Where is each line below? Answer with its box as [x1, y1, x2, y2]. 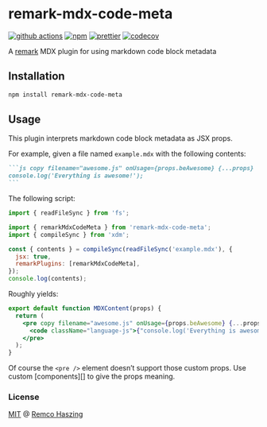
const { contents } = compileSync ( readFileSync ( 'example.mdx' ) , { [8, 245, 233, 253]
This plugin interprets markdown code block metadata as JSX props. [8, 134, 233, 143]
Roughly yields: [8, 289, 59, 299]
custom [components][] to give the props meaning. [8, 371, 176, 382]
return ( [15, 312, 44, 320]
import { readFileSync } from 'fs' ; [8, 209, 130, 217]
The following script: [8, 194, 75, 204]
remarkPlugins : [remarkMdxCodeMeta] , [15, 260, 141, 268]
